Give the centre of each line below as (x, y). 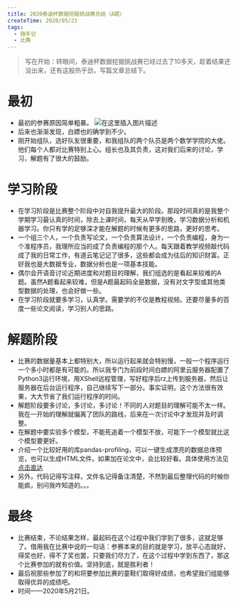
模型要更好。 (43, 441)
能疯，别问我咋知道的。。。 (55, 485)
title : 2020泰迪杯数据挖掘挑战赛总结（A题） (66, 14)
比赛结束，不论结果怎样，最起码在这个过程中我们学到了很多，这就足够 (120, 537)
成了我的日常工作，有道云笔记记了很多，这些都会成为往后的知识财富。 (120, 255)
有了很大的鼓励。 (67, 158)
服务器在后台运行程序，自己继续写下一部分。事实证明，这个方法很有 (117, 387)
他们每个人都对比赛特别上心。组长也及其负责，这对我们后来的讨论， (117, 149)
